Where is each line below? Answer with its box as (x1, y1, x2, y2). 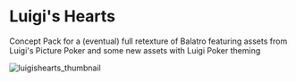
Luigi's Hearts (9, 6, 116, 27)
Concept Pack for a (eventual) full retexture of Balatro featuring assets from (9, 36, 288, 46)
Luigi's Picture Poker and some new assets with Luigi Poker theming (9, 45, 261, 55)
